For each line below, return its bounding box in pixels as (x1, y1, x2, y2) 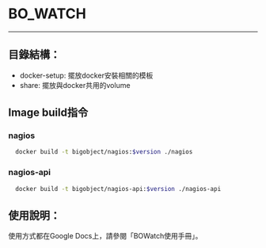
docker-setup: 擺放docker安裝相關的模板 (19, 71, 154, 80)
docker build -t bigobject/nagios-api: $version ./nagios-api (15, 185, 222, 193)
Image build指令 (8, 106, 89, 120)
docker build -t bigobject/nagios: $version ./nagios (15, 148, 193, 156)
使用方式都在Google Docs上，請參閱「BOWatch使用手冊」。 (8, 231, 203, 241)
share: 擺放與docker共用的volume (19, 80, 131, 90)
